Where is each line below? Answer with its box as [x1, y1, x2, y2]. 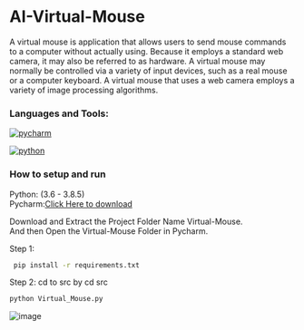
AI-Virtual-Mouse [9, 6, 145, 27]
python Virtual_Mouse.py [9, 295, 103, 304]
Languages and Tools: [9, 107, 109, 120]
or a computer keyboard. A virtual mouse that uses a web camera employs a [9, 74, 295, 85]
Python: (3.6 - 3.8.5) [9, 189, 85, 199]
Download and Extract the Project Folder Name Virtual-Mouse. [9, 216, 243, 227]
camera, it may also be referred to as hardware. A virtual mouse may [9, 55, 266, 66]
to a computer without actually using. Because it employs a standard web [9, 45, 284, 56]
